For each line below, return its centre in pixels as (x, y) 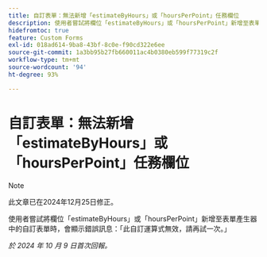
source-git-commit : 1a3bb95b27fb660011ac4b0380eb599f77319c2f (113, 52)
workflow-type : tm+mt (44, 60)
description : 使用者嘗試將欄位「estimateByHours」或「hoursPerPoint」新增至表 (132, 23)
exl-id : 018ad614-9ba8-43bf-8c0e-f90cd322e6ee (87, 45)
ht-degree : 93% (33, 75)
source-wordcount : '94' (48, 67)
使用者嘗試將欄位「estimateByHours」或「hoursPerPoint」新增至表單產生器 (133, 218)
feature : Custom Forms (46, 38)
